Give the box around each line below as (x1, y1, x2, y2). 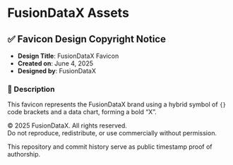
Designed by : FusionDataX (17, 67, 97, 75)
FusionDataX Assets (7, 5, 129, 21)
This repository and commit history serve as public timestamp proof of (7, 142, 213, 151)
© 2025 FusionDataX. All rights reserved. (7, 121, 127, 130)
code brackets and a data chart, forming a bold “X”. (7, 108, 157, 116)
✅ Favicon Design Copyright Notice (7, 33, 166, 45)
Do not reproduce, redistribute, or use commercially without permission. (7, 129, 217, 137)
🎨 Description (7, 84, 55, 94)
